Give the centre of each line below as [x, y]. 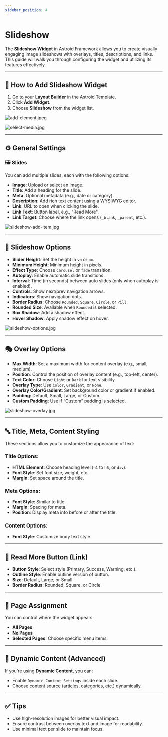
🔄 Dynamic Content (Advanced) [55, 659]
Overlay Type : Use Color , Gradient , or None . [57, 385]
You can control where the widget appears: [49, 618]
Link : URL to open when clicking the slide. [56, 206]
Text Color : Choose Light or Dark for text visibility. [64, 379]
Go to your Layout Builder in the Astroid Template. [64, 97]
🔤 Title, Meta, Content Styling [52, 431]
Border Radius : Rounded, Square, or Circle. [57, 585]
